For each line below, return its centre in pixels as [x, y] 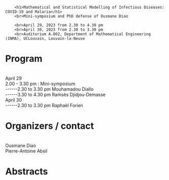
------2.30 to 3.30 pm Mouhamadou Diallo [49, 89]
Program [24, 59]
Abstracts [27, 172]
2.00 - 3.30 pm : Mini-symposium [40, 84]
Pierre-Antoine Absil [26, 151]
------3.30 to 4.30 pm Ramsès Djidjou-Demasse [55, 94]
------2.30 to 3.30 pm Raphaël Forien [44, 105]
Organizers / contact [50, 126]
